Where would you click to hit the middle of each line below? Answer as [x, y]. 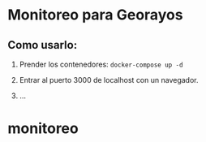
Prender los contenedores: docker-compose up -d [101, 64]
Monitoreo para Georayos [95, 15]
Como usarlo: [43, 45]
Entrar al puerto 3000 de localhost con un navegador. [109, 80]
